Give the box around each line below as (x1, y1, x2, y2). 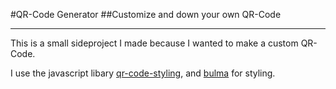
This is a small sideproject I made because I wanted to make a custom (10, 37, 299, 49)
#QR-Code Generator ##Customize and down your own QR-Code (10, 9, 282, 20)
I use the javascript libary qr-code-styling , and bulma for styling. (10, 67, 276, 79)
